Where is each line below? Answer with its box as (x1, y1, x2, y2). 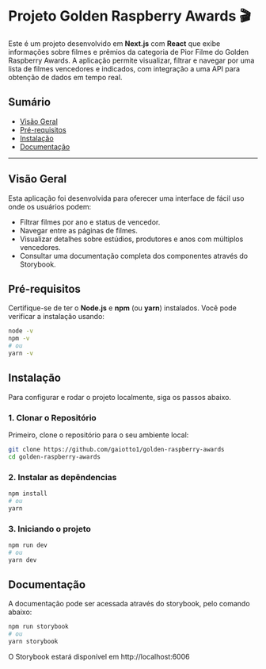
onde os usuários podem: (8, 202, 92, 211)
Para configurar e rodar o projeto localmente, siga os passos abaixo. (8, 392, 232, 402)
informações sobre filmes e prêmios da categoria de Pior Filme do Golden (8, 47, 249, 56)
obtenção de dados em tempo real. (8, 72, 123, 82)
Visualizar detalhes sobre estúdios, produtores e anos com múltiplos (19, 234, 244, 244)
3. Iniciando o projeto (8, 523, 91, 534)
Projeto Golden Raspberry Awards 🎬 (8, 7, 252, 25)
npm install (8, 490, 47, 498)
